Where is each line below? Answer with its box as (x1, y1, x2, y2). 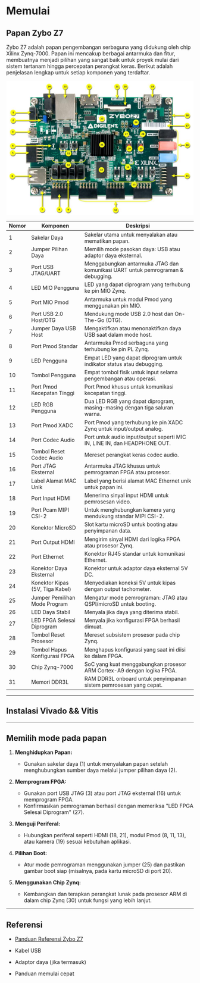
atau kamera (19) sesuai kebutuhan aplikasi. (23, 838, 132, 846)
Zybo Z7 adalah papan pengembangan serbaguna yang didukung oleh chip (6, 43, 191, 51)
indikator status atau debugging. (84, 360, 164, 367)
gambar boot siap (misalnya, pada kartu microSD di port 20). (23, 868, 173, 875)
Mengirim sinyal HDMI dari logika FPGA (84, 536, 180, 543)
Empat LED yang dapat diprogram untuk (84, 354, 183, 361)
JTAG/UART (31, 270, 61, 277)
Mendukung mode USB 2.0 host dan (84, 310, 174, 317)
